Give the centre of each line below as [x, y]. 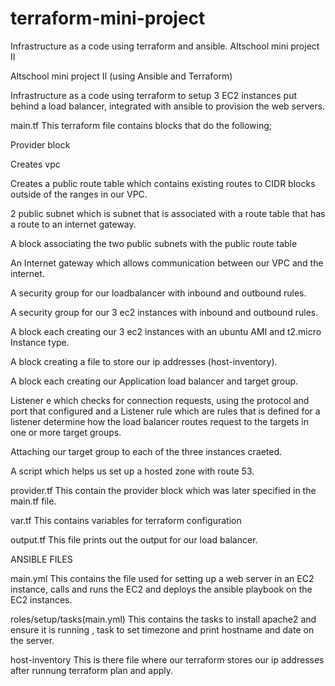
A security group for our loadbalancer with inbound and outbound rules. [158, 293]
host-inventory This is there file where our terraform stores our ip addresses [167, 659]
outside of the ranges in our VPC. [79, 194]
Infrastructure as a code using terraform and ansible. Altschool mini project [165, 46]
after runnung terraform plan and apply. [92, 670]
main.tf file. [33, 501]
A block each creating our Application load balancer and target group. [154, 381]
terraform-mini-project [108, 18]
